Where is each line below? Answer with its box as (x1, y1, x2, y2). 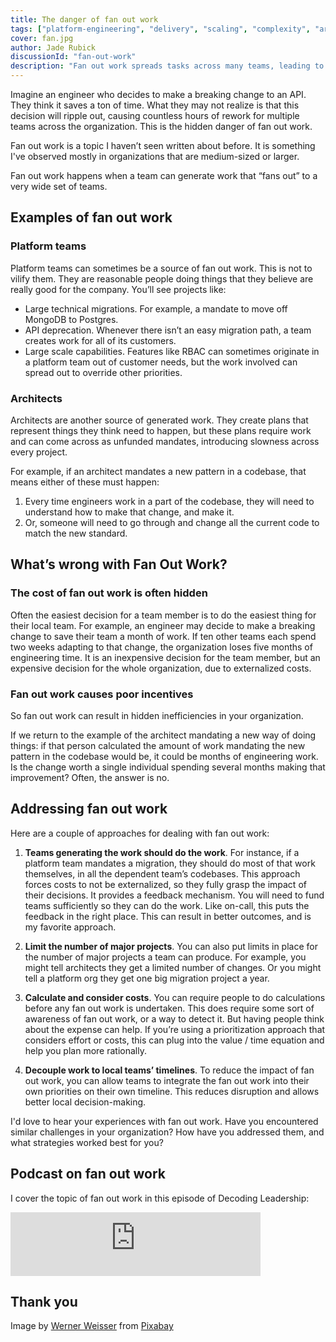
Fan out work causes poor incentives (10, 687, 194, 701)
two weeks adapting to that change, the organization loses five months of (10, 641, 313, 653)
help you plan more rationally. (24, 1044, 147, 1056)
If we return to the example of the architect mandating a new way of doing (10, 729, 317, 741)
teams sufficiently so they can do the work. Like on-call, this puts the (24, 899, 310, 911)
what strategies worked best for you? (10, 1136, 164, 1148)
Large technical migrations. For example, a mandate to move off (24, 302, 288, 315)
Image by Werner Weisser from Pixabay (10, 1320, 174, 1332)
